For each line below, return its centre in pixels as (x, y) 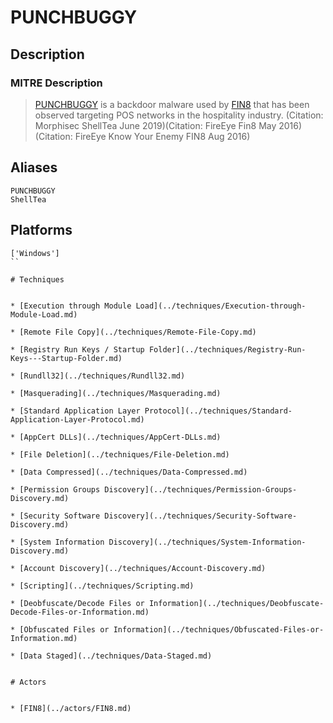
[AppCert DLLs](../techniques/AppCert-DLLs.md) (120, 437)
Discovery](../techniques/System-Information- (207, 542)
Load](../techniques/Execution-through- (221, 306)
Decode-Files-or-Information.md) (80, 612)
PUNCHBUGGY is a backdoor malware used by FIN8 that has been (172, 104)
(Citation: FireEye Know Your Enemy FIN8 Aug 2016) (142, 136)
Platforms (41, 230)
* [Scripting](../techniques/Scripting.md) (102, 586)
